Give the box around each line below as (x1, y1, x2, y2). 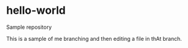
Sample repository (6, 23, 52, 31)
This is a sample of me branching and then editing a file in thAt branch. (6, 35, 182, 42)
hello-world (6, 4, 66, 17)
